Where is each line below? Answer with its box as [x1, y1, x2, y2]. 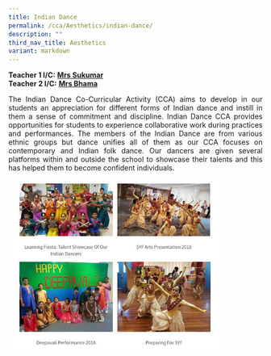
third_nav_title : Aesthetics [8, 39, 106, 47]
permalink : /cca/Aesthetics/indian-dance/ [8, 21, 153, 30]
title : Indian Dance [8, 13, 78, 21]
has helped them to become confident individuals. [8, 163, 175, 173]
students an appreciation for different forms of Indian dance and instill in [8, 103, 263, 113]
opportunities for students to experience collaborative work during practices [8, 120, 263, 130]
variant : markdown [8, 47, 70, 56]
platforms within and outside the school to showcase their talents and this [8, 154, 263, 165]
